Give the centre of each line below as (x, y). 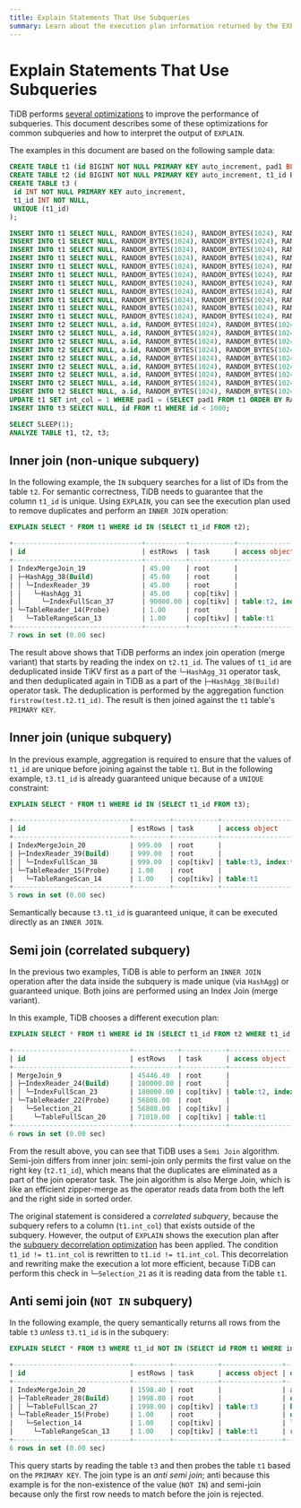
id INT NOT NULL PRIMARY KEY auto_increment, (99, 192)
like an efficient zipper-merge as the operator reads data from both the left (147, 1189)
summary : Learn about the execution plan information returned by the (144, 26)
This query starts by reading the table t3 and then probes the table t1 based (150, 1465)
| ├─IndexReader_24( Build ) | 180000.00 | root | (120, 1084)
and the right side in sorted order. (71, 1199)
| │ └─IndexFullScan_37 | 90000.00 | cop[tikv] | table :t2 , (144, 602)
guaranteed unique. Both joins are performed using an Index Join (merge (144, 991)
